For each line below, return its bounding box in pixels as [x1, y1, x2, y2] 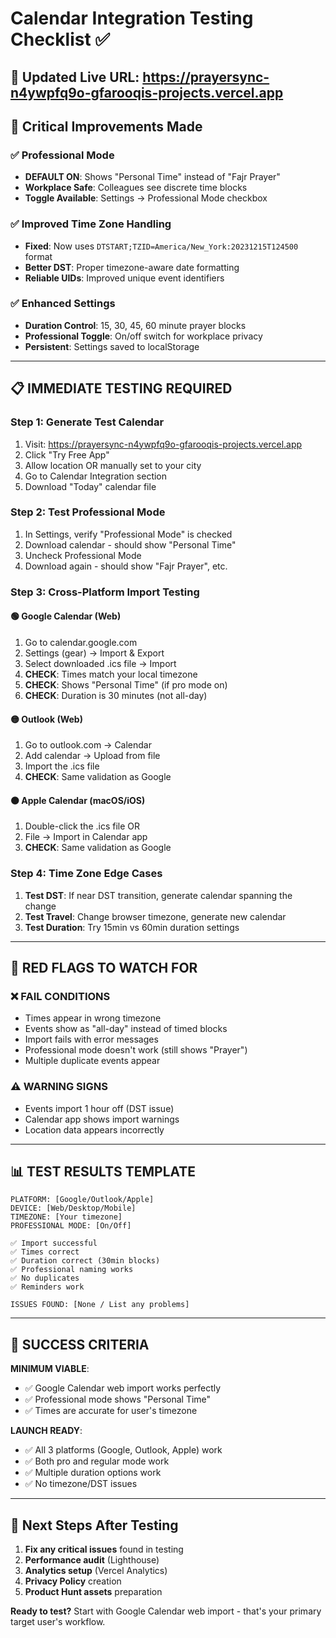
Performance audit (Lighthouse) [24, 1554, 160, 1566]
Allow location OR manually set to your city [24, 459, 202, 471]
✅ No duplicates [10, 1273, 80, 1284]
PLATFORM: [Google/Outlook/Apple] [10, 1195, 155, 1205]
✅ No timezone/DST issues [24, 1478, 138, 1490]
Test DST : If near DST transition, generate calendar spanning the [24, 889, 293, 901]
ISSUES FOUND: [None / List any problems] [10, 1300, 190, 1310]
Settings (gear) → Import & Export [24, 647, 165, 659]
